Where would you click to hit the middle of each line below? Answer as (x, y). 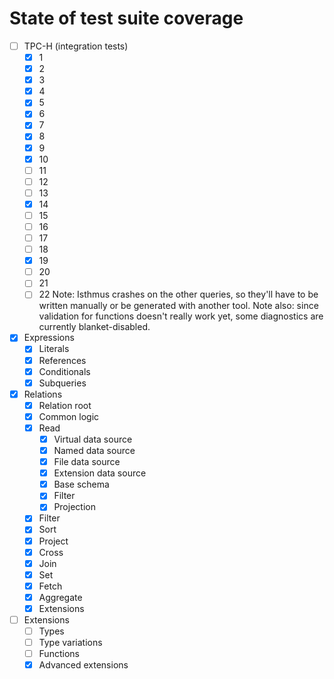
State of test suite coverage (126, 18)
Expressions (49, 338)
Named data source (94, 450)
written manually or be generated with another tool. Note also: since (178, 306)
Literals (54, 349)
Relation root (65, 405)
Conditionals (64, 371)
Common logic (69, 416)
